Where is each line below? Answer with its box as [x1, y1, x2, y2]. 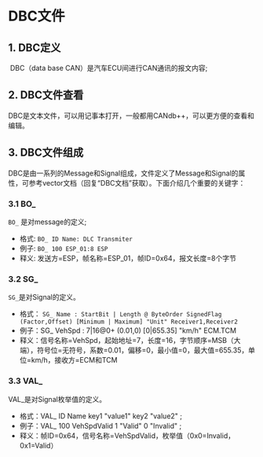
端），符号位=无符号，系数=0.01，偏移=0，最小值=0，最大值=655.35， [19, 345, 249, 355]
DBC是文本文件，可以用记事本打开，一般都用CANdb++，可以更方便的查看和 [8, 111, 255, 120]
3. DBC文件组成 [8, 146, 84, 160]
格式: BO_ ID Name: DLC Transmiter [19, 234, 133, 243]
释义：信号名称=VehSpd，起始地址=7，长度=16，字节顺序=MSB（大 [19, 336, 241, 345]
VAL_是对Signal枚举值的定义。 [8, 394, 107, 404]
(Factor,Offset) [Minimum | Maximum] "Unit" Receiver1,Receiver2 [19, 318, 238, 326]
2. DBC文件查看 [8, 88, 84, 102]
